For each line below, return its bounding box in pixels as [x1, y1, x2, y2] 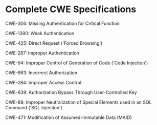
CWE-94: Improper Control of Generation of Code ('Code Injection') [5, 59, 148, 66]
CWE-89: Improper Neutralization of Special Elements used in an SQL [5, 99, 152, 105]
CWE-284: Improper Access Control [5, 79, 82, 85]
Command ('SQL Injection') [5, 104, 63, 110]
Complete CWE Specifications [5, 4, 137, 15]
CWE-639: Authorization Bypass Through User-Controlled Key [5, 89, 137, 95]
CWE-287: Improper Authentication [5, 50, 79, 56]
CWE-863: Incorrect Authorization [5, 70, 78, 76]
